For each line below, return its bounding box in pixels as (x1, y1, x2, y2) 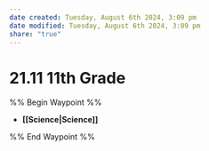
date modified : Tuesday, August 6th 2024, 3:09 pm (9, 21, 201, 30)
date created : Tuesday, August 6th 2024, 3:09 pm (9, 12, 197, 22)
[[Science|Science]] (21, 115, 99, 125)
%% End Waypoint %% (9, 131, 95, 142)
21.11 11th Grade (9, 68, 126, 88)
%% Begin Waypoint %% (9, 97, 102, 107)
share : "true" (9, 29, 62, 38)
